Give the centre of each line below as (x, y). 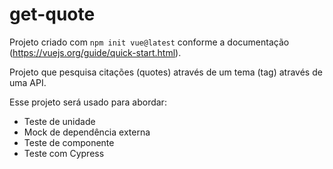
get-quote (52, 14)
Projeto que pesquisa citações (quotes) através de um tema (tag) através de (166, 72)
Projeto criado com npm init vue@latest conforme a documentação (149, 42)
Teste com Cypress (64, 153)
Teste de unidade (59, 121)
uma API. (28, 82)
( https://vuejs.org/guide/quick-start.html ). (95, 52)
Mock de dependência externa (87, 132)
